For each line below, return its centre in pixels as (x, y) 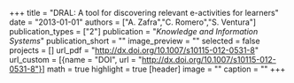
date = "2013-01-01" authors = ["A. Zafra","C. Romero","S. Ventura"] (133, 22)
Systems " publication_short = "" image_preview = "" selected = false (135, 41)
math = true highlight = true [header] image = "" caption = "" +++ (166, 69)
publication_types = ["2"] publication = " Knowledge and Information (134, 31)
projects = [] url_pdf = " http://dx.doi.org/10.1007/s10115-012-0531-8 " (134, 50)
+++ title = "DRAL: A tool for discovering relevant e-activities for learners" (144, 13)
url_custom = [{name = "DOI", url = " (76, 60)
